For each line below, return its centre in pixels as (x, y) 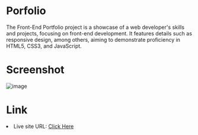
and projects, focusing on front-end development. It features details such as (99, 33)
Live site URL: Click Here (44, 126)
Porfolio (26, 11)
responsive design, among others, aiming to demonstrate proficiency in (93, 39)
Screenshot (35, 70)
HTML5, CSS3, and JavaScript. (44, 46)
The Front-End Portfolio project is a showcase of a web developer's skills (95, 27)
